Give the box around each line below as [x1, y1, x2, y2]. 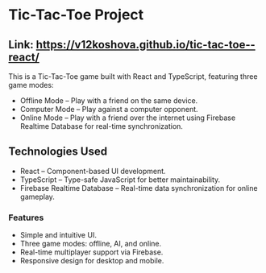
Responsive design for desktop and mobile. [19, 256, 164, 266]
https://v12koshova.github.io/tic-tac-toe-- [35, 38, 256, 52]
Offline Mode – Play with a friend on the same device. [19, 96, 198, 105]
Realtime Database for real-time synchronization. [19, 122, 184, 130]
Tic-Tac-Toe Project [8, 6, 144, 24]
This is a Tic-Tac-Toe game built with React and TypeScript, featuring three [8, 72, 258, 81]
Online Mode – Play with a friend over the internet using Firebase [19, 113, 236, 122]
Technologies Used [8, 145, 107, 159]
